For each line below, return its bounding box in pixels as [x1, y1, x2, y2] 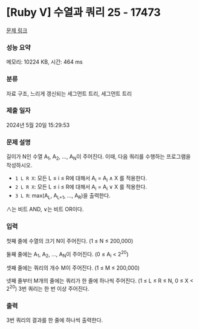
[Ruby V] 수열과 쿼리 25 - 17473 [6, 5, 161, 19]
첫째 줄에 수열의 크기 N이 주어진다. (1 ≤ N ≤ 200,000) [6, 237, 134, 244]
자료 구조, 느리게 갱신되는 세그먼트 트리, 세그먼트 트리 [6, 90, 132, 97]
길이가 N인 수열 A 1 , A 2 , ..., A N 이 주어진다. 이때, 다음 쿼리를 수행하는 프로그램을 [6, 153, 191, 161]
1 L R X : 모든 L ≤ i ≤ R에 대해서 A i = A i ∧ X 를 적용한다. [15, 174, 147, 183]
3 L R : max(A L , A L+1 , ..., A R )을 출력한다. [15, 191, 111, 201]
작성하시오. [6, 161, 33, 168]
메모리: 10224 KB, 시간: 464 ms [6, 58, 83, 65]
